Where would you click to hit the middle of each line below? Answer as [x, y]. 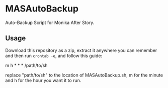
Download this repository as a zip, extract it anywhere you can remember [81, 50]
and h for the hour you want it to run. [43, 80]
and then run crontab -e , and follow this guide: [54, 55]
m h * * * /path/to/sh [26, 65]
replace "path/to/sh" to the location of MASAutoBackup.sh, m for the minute [84, 75]
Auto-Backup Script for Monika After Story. [50, 22]
